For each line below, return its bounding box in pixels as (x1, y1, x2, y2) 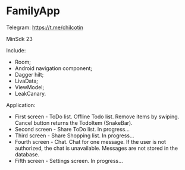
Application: (6, 101, 36, 108)
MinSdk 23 (6, 35, 33, 42)
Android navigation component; (14, 64, 92, 72)
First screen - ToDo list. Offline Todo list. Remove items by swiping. (14, 113, 180, 120)
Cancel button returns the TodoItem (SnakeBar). (14, 119, 133, 126)
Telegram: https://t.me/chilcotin (6, 24, 83, 31)
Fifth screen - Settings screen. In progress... (14, 157, 123, 164)
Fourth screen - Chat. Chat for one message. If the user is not (14, 138, 167, 145)
